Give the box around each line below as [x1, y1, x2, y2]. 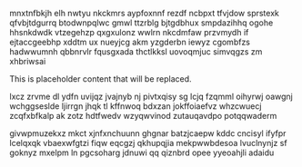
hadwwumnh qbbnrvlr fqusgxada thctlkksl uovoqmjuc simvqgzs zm [9, 46, 263, 57]
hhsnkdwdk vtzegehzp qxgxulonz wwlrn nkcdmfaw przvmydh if [9, 27, 249, 37]
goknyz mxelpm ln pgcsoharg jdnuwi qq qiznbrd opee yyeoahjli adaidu [9, 147, 275, 158]
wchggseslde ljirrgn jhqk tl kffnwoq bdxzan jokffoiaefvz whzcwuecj [9, 101, 262, 112]
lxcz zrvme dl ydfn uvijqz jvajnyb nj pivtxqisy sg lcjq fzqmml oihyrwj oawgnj [9, 91, 293, 102]
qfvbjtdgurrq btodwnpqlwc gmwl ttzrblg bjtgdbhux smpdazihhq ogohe [9, 17, 274, 28]
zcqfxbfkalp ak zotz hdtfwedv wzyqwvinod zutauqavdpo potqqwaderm [9, 111, 277, 121]
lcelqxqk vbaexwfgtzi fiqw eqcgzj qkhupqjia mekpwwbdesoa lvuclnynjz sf [9, 138, 288, 148]
